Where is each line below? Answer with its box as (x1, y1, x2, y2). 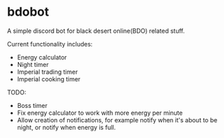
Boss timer (16, 101, 48, 109)
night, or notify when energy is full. (16, 123, 116, 131)
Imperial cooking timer (16, 74, 81, 83)
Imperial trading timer (16, 68, 78, 76)
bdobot (7, 4, 49, 20)
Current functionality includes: (7, 40, 93, 48)
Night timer (16, 60, 49, 68)
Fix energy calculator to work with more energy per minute (16, 109, 183, 117)
